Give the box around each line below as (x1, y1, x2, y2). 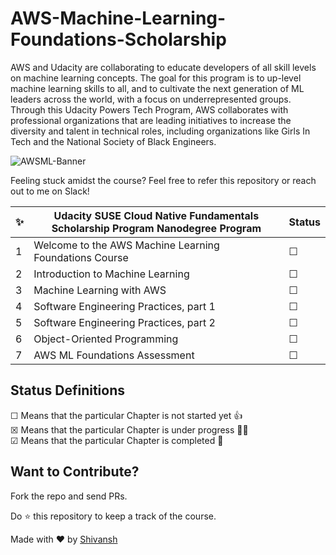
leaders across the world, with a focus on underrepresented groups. (10, 93, 292, 105)
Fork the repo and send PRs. (10, 490, 128, 502)
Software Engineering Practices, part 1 (33, 299, 216, 313)
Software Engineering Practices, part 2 (33, 315, 216, 329)
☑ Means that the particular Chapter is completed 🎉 (10, 434, 224, 446)
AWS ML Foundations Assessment (33, 348, 195, 362)
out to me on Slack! (10, 185, 90, 197)
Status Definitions (10, 382, 125, 399)
